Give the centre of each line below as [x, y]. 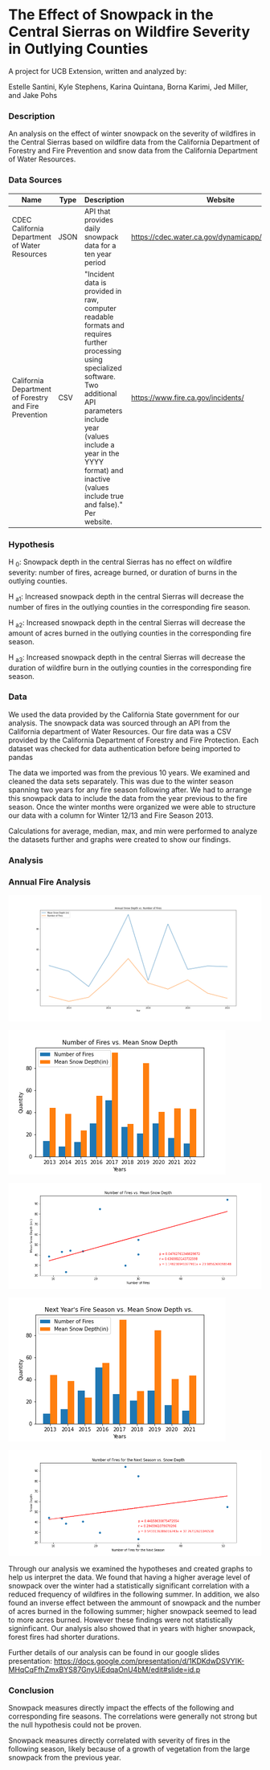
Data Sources [35, 180]
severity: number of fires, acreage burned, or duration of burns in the [123, 573]
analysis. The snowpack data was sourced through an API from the [119, 723]
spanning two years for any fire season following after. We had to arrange [130, 790]
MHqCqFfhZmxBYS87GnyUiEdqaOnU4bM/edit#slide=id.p [104, 1670]
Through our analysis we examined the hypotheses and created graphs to [131, 1569]
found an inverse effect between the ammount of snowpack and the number [135, 1603]
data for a [100, 246]
